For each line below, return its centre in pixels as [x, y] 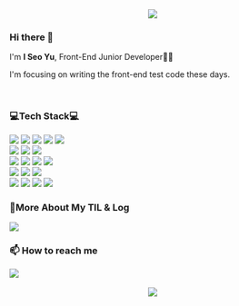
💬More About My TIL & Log [70, 207]
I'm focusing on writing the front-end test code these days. [119, 74]
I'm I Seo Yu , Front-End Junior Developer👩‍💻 [92, 57]
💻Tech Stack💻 [45, 116]
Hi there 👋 [32, 37]
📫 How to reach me [54, 251]
